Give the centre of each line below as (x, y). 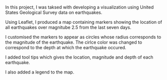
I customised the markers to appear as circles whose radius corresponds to (83, 37)
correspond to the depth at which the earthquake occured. (66, 47)
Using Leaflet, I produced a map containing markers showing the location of (84, 22)
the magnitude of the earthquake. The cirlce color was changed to (74, 42)
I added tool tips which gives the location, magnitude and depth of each (79, 57)
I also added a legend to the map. (40, 72)
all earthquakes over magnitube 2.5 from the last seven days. (68, 27)
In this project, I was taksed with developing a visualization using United (79, 7)
